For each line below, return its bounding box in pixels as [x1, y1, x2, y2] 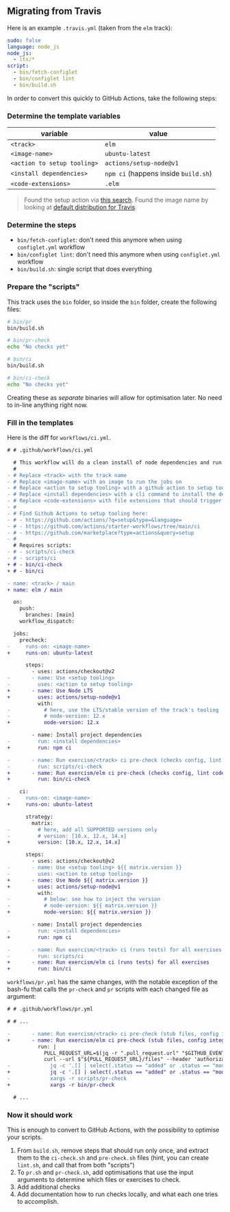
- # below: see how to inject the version [7, 896, 161, 903]
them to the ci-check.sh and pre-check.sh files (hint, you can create [16, 1153, 209, 1162]
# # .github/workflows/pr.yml [7, 1005, 94, 1013]
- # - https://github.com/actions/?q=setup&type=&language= [7, 516, 183, 524]
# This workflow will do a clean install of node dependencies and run [13, 459, 222, 466]
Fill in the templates [7, 418, 74, 428]
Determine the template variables [7, 111, 121, 121]
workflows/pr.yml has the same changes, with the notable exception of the [7, 978, 218, 986]
